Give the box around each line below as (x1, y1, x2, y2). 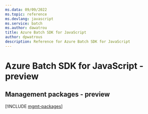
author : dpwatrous (5, 35, 43, 40)
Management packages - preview (5, 90, 110, 99)
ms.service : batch (5, 21, 43, 26)
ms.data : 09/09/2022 (5, 7, 48, 12)
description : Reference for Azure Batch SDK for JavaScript (5, 39, 131, 44)
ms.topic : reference (5, 12, 48, 17)
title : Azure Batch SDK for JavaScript (5, 30, 87, 35)
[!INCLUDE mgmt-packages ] (5, 103, 63, 109)
